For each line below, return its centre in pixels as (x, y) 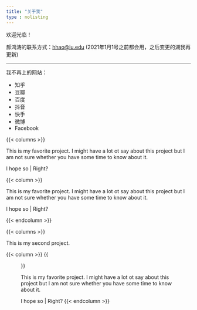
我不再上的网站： (27, 72)
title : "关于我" (25, 11)
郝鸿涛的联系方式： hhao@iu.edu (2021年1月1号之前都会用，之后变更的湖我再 (98, 47)
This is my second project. (38, 243)
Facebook (27, 128)
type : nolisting (27, 17)
